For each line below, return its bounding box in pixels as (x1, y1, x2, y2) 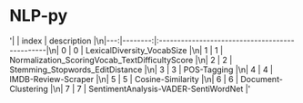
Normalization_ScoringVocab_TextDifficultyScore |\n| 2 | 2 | (9, 54, 233, 65)
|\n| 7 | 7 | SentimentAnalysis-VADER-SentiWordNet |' (49, 83, 251, 94)
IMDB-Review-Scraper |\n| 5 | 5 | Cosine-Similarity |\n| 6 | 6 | (9, 73, 239, 84)
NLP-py (9, 5, 68, 26)
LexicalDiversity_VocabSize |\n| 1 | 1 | (85, 44, 224, 55)
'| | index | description (9, 35, 92, 46)
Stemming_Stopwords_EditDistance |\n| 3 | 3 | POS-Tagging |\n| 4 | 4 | (9, 64, 274, 75)
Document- (240, 73, 284, 84)
